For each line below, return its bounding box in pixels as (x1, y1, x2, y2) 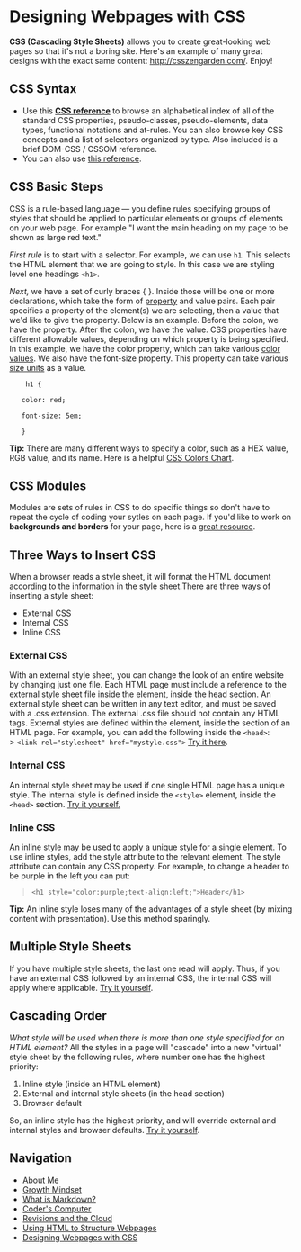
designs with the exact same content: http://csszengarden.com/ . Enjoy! (9, 55, 273, 66)
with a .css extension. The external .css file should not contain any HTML (9, 708, 280, 719)
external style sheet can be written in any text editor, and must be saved (9, 698, 277, 709)
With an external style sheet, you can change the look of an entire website (9, 670, 285, 680)
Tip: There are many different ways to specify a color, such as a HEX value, (9, 443, 289, 454)
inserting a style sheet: (9, 590, 94, 601)
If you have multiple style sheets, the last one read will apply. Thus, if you (9, 963, 280, 974)
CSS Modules (9, 478, 87, 493)
